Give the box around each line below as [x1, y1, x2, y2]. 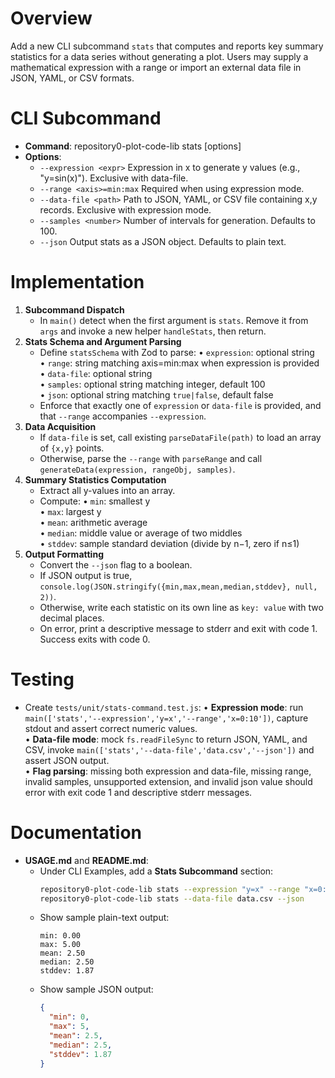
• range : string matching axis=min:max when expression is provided [39, 357, 320, 369]
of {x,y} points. [39, 442, 105, 454]
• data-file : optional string [39, 367, 153, 379]
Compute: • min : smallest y [39, 495, 151, 507]
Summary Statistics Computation [24, 473, 167, 486]
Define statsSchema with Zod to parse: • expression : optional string [39, 346, 315, 358]
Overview [10, 7, 93, 30]
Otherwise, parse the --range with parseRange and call [39, 452, 263, 464]
